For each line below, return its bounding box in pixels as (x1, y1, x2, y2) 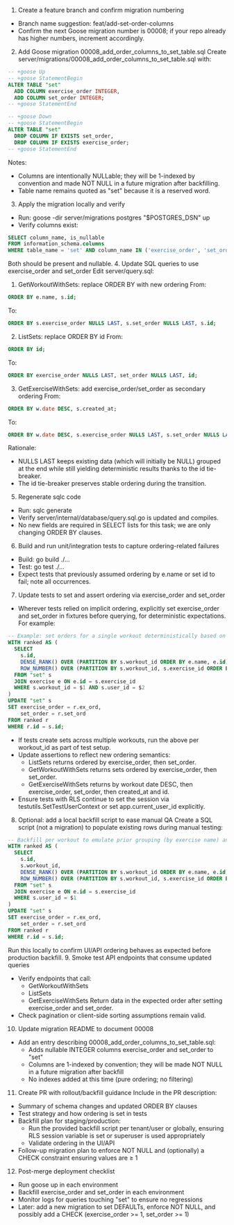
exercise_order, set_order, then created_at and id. (28, 787, 169, 796)
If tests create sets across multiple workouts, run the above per (17, 736, 199, 744)
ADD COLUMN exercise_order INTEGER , (14, 88, 120, 94)
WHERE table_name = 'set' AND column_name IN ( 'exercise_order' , (8, 247, 201, 254)
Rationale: (8, 444, 37, 452)
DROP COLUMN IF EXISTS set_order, (14, 132, 114, 140)
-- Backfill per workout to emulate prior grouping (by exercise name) (8, 837, 219, 844)
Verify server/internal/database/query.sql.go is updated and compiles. (17, 513, 219, 522)
